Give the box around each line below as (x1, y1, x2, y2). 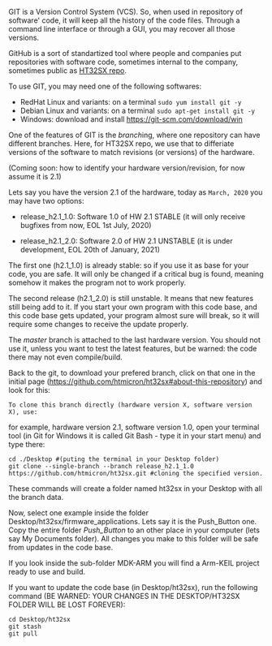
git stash (8, 622, 42, 631)
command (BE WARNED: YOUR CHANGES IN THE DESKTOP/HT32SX (8, 592, 240, 601)
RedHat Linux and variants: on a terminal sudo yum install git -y (19, 97, 242, 106)
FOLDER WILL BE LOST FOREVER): (8, 600, 126, 609)
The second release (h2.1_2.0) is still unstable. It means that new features (8, 294, 254, 303)
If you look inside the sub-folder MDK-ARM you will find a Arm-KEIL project (8, 558, 260, 567)
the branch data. (8, 493, 64, 502)
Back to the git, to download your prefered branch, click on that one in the (8, 368, 256, 377)
